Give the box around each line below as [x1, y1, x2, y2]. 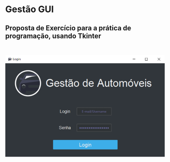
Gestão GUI [5, 4, 54, 15]
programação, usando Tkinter [5, 31, 101, 40]
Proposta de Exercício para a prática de [5, 24, 132, 32]
